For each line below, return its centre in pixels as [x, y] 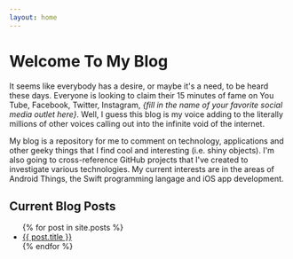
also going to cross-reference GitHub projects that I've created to [129, 160]
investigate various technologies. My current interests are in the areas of [142, 169]
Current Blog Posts [63, 206]
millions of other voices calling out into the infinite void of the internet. [137, 123]
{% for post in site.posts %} [73, 228]
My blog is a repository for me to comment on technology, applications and [146, 141]
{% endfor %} [48, 247]
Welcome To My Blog [89, 61]
